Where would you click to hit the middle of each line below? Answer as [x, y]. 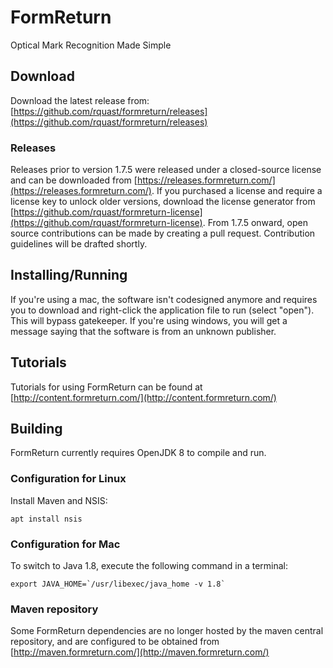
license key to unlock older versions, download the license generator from [163, 202]
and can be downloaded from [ [74, 180]
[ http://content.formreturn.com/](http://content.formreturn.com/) [143, 397]
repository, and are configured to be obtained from [115, 642]
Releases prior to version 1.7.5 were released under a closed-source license [166, 170]
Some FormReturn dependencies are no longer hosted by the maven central [167, 631]
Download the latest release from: [80, 100]
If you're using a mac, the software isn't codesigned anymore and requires [164, 299]
